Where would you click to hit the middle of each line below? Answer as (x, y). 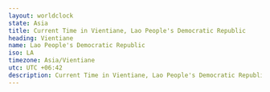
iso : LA (21, 53)
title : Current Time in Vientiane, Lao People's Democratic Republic (127, 30)
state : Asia (28, 23)
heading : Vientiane (41, 38)
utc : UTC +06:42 (35, 68)
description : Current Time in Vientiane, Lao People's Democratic (122, 75)
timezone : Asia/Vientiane (51, 61)
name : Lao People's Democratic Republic (77, 46)
